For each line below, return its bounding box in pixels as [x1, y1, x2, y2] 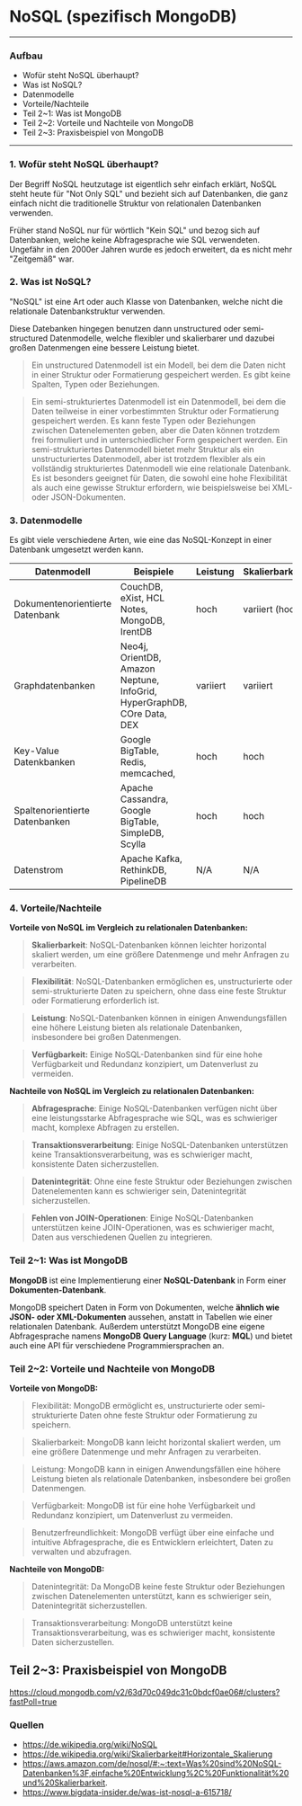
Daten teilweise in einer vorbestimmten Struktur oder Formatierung [31, 405, 280, 416]
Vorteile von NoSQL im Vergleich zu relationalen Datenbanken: [9, 922, 249, 933]
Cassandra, [120, 793, 169, 805]
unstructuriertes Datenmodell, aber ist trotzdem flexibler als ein [31, 453, 266, 464]
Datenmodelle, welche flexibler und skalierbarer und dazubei [49, 333, 276, 343]
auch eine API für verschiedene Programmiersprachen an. [9, 1339, 225, 1350]
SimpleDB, [120, 827, 164, 840]
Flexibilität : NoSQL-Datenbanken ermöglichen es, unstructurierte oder [31, 976, 293, 987]
